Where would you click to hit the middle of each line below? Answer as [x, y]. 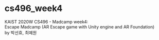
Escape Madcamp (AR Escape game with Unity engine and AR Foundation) [79, 27]
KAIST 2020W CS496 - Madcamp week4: [46, 22]
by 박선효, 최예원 [21, 32]
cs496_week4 [34, 8]
